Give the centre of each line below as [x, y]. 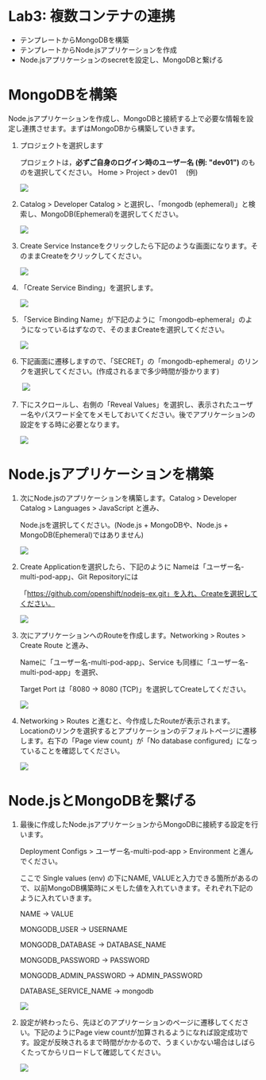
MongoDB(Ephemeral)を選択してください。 [112, 214]
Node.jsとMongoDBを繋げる [102, 801]
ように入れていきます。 [58, 898]
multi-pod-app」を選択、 [61, 672]
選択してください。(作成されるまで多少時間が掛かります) [127, 371]
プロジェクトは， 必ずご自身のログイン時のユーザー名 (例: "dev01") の [134, 162]
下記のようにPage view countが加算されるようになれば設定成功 [138, 1032]
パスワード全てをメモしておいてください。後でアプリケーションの [148, 414]
